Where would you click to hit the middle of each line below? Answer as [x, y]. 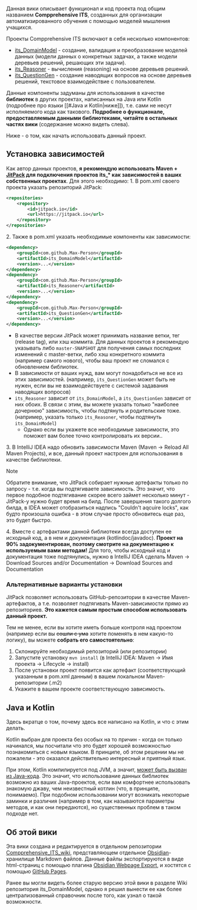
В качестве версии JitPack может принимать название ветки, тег [97, 336]
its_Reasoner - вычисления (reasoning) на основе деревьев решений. [102, 69]
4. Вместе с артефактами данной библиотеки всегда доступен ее [89, 532]
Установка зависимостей [55, 154]
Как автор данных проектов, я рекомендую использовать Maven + [92, 168]
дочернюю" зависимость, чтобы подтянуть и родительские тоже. [98, 411]
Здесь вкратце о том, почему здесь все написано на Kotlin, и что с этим [97, 722]
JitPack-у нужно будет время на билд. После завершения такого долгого [98, 501]
